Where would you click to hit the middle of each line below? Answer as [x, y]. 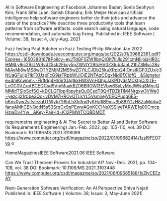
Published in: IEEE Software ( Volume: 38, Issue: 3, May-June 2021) [74, 193]
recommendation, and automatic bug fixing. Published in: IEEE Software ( [80, 34]
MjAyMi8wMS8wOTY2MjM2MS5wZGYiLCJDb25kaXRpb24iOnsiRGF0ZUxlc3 [83, 70]
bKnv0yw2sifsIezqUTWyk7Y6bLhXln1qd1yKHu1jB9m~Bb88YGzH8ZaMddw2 [83, 101]
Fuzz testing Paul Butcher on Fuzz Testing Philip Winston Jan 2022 [74, 49]
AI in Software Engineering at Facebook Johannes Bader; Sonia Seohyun [80, 7]
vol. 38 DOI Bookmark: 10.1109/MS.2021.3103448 [65, 168]
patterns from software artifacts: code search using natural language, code [82, 28]
